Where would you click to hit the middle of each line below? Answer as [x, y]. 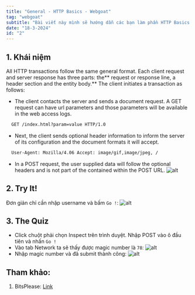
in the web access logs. [43, 113]
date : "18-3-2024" [28, 28]
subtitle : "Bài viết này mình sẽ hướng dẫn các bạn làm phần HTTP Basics [98, 22]
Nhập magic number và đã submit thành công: [71, 254]
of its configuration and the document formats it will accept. [87, 142]
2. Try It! [22, 189]
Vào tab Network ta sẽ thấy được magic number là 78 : [79, 247]
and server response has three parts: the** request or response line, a [91, 77]
